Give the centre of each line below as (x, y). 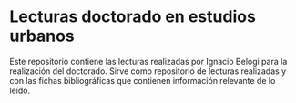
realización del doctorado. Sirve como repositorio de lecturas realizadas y (148, 71)
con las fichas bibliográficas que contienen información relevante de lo (143, 80)
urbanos (42, 36)
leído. (20, 90)
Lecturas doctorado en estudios (133, 17)
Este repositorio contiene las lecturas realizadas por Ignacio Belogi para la (148, 61)
